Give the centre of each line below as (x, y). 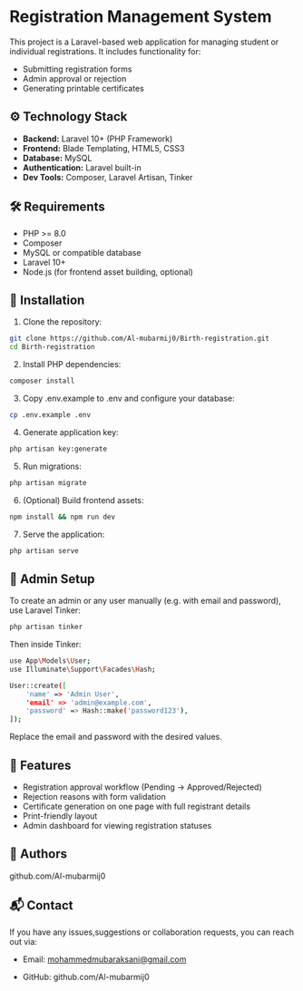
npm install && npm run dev (63, 517)
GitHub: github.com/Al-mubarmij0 (86, 976)
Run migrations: (52, 466)
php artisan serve (44, 550)
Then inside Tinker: (45, 645)
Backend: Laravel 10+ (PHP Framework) (98, 139)
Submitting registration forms (77, 69)
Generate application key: (71, 432)
